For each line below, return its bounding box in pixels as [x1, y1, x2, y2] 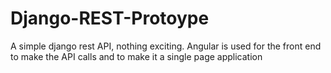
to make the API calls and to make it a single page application [10, 50, 263, 62]
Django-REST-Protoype [10, 7, 210, 30]
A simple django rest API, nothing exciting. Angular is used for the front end [10, 40, 322, 52]
